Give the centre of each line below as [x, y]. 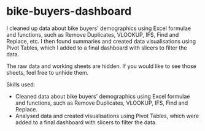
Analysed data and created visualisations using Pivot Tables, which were [107, 116]
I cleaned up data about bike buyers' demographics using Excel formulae [99, 28]
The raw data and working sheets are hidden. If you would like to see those [101, 66]
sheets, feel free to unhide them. [48, 72]
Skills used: [21, 84]
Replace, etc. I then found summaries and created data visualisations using [101, 41]
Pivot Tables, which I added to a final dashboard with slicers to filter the [97, 48]
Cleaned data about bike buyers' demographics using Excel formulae [102, 96]
